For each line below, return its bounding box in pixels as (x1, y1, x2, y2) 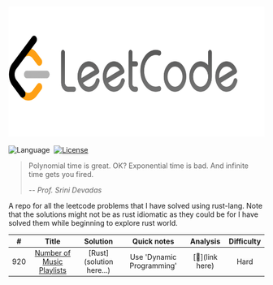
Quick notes (132, 236, 175, 246)
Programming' (129, 261, 177, 270)
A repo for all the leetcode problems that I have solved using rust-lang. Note (8, 201, 262, 210)
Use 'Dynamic (129, 253, 177, 262)
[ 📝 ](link (193, 253, 218, 262)
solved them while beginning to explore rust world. (8, 218, 179, 227)
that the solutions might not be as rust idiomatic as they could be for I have (8, 209, 258, 219)
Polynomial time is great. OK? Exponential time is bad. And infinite (28, 161, 249, 171)
